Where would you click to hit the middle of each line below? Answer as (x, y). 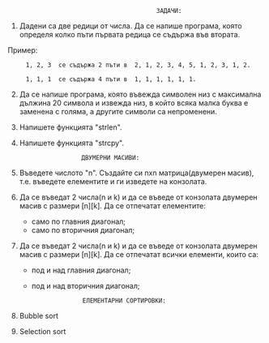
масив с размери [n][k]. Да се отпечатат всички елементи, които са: (139, 254)
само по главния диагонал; (79, 221)
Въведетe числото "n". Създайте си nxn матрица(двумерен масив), (137, 173)
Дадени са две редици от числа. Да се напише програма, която (130, 26)
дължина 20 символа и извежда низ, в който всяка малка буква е (134, 103)
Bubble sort (38, 316)
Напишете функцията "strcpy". (72, 143)
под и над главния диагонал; (81, 270)
